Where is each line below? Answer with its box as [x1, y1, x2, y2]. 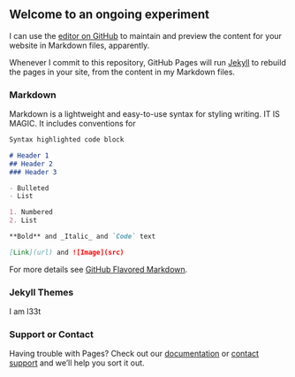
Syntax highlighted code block [9, 135, 125, 144]
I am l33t [9, 306, 42, 317]
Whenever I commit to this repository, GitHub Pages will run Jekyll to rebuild [9, 57, 287, 67]
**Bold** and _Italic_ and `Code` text [9, 232, 156, 242]
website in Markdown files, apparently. [9, 40, 150, 50]
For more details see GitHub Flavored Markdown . [9, 264, 188, 274]
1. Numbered [9, 208, 53, 217]
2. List [9, 216, 38, 225]
